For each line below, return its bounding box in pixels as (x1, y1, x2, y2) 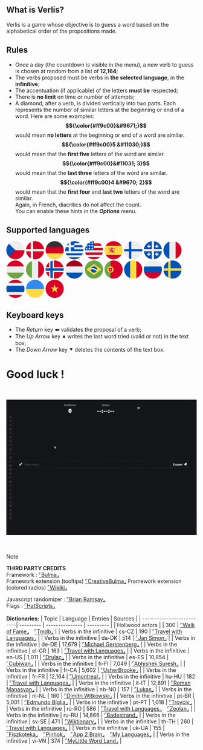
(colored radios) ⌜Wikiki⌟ (6, 584, 68, 591)
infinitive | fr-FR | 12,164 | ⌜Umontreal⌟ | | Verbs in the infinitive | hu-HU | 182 (6, 673, 195, 680)
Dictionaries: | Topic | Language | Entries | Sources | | (6, 615, 141, 622)
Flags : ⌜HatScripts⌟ (6, 602, 56, 610)
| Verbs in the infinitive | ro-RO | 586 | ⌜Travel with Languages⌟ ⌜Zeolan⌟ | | (6, 705, 196, 712)
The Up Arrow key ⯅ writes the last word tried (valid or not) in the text (14, 333, 189, 340)
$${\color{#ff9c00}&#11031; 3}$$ (62, 160, 150, 167)
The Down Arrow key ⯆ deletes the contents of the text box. (14, 346, 165, 354)
